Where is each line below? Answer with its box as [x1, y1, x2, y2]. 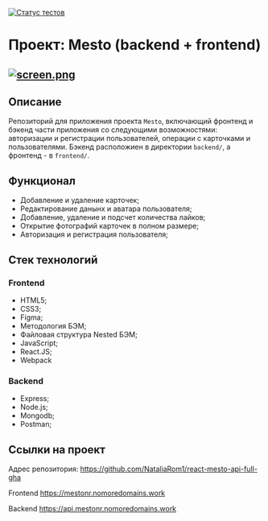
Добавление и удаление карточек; [19, 196, 139, 205]
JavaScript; [19, 338, 59, 348]
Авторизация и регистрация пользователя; [19, 229, 169, 239]
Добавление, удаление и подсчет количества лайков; [19, 213, 206, 222]
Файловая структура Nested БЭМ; [19, 329, 138, 339]
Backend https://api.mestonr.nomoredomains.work [8, 504, 177, 513]
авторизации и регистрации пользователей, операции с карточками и [8, 134, 251, 143]
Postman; [19, 420, 52, 429]
